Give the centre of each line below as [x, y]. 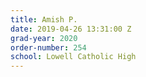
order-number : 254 [48, 47]
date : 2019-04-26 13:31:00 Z [71, 29]
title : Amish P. [44, 19]
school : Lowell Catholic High [73, 57]
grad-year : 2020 [44, 38]
